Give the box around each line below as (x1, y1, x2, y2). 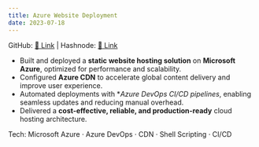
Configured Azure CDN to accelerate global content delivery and (19, 72, 231, 82)
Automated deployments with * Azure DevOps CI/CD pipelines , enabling (19, 89, 252, 98)
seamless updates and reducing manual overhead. (19, 97, 184, 107)
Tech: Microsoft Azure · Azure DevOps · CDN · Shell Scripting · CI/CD (8, 129, 232, 138)
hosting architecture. (19, 114, 87, 123)
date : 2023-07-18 (8, 19, 65, 27)
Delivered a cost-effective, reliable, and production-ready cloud (19, 105, 232, 115)
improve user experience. (19, 80, 103, 90)
